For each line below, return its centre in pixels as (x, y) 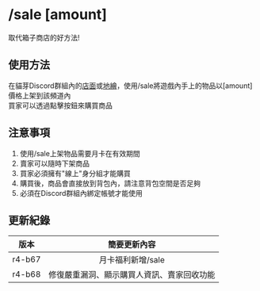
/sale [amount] (57, 15)
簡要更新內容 (132, 245)
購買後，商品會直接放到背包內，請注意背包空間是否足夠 (110, 183)
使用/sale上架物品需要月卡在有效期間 (80, 153)
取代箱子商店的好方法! (44, 37)
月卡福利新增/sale (132, 260)
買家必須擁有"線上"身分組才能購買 (75, 173)
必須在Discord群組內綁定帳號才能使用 (81, 193)
